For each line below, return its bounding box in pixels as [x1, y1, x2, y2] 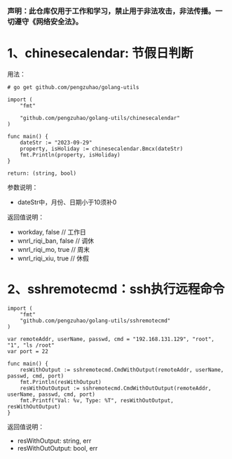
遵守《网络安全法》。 [14, 16, 83, 26]
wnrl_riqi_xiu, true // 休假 [17, 254, 89, 262]
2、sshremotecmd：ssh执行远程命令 [7, 281, 225, 298]
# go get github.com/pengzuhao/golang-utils [7, 84, 139, 91]
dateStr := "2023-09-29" [20, 139, 93, 146]
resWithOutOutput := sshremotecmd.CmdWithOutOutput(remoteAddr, [20, 385, 212, 392]
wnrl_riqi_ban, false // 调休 [17, 237, 95, 245]
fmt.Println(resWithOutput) [20, 378, 102, 385]
